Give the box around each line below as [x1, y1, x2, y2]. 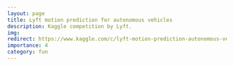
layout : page [7, 10, 45, 17]
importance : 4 [7, 42, 49, 49]
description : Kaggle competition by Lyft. [7, 23, 132, 30]
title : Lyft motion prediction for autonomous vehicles [7, 16, 173, 23]
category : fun [7, 49, 49, 56]
